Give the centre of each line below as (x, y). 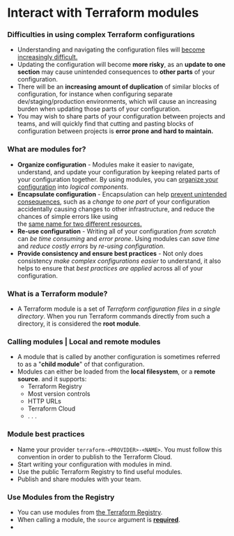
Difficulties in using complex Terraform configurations (101, 35)
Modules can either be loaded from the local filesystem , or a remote (116, 372)
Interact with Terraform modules (103, 13)
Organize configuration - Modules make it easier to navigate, (106, 164)
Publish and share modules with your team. (79, 479)
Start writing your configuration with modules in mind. (94, 464)
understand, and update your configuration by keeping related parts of (119, 171)
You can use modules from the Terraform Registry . (90, 512)
